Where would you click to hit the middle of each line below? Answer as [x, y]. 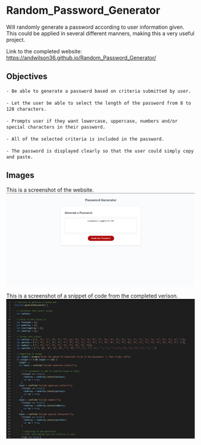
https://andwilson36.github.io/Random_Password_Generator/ [81, 57]
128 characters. [26, 109]
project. [16, 40]
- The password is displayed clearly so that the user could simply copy [100, 151]
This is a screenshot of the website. [50, 190]
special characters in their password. [56, 127]
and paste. [20, 157]
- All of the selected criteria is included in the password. [85, 139]
